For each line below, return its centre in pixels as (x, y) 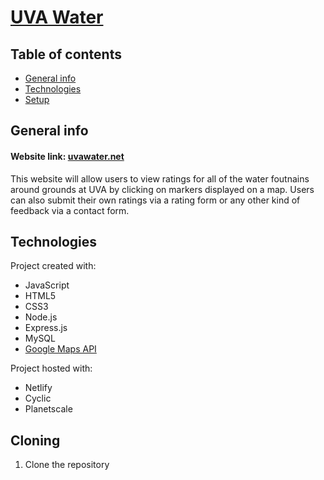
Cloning (35, 440)
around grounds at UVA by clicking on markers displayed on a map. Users (162, 189)
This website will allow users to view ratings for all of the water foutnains (160, 178)
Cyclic (38, 398)
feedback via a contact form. (70, 210)
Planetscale (48, 409)
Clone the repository (67, 465)
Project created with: (53, 266)
